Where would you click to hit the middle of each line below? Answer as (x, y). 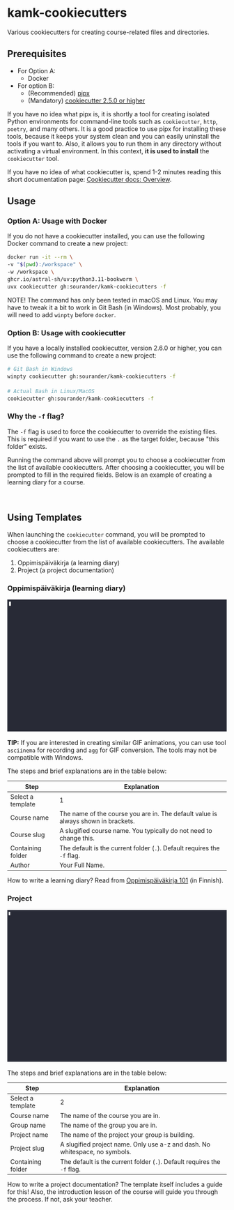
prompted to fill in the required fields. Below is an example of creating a (110, 475)
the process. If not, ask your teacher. (60, 1200)
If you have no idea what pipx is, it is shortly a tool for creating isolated (109, 114)
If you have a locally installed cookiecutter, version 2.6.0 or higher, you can (115, 348)
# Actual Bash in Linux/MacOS (51, 391)
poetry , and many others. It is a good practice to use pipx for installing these (117, 129)
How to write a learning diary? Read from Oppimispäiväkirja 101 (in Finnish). (116, 880)
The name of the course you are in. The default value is (138, 814)
